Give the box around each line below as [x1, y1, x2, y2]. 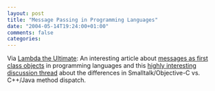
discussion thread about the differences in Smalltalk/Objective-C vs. [7, 69, 201, 77]
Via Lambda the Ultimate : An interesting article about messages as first [7, 54, 208, 62]
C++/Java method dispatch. [7, 76, 87, 84]
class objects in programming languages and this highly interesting [7, 62, 197, 70]
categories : [7, 36, 41, 42]
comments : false [7, 29, 54, 36]
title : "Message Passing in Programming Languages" [7, 16, 158, 23]
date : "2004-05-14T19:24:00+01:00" [7, 23, 109, 29]
